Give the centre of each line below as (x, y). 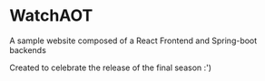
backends (28, 49)
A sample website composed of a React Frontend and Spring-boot (133, 40)
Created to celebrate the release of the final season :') (110, 67)
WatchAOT (51, 16)
